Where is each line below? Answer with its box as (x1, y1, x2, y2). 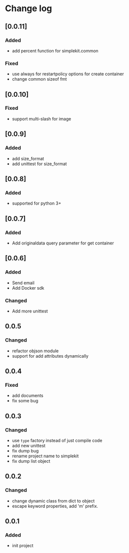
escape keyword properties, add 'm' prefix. (12, 503, 98, 509)
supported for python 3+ (12, 200, 61, 207)
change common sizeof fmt (12, 76, 67, 82)
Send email (12, 280, 35, 286)
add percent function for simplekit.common (12, 48, 99, 53)
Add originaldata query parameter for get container (12, 240, 115, 246)
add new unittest (12, 443, 46, 449)
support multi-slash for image (12, 116, 72, 121)
